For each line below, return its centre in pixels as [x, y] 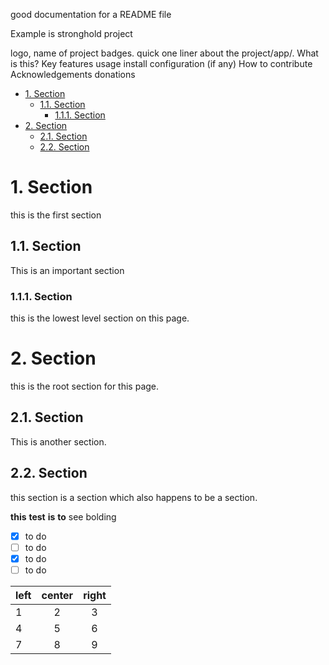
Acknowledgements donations [73, 74]
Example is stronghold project [71, 33]
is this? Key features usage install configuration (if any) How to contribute [161, 63]
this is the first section [56, 215]
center [57, 595]
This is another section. [58, 441]
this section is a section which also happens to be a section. [134, 497]
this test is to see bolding [63, 516]
